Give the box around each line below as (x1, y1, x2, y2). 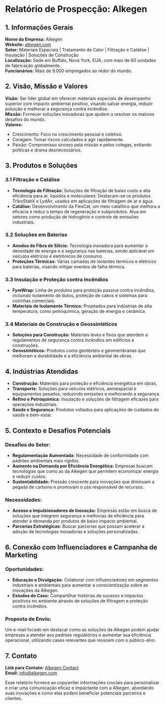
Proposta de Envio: (5, 615, 52, 622)
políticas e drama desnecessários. (12, 147, 82, 153)
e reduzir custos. (12, 473, 47, 479)
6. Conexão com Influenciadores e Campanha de (5, 543, 158, 552)
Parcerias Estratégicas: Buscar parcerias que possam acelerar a (12, 523, 144, 529)
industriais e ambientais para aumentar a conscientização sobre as (12, 582, 149, 588)
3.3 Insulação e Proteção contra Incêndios (5, 276, 108, 283)
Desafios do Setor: (5, 441, 51, 448)
